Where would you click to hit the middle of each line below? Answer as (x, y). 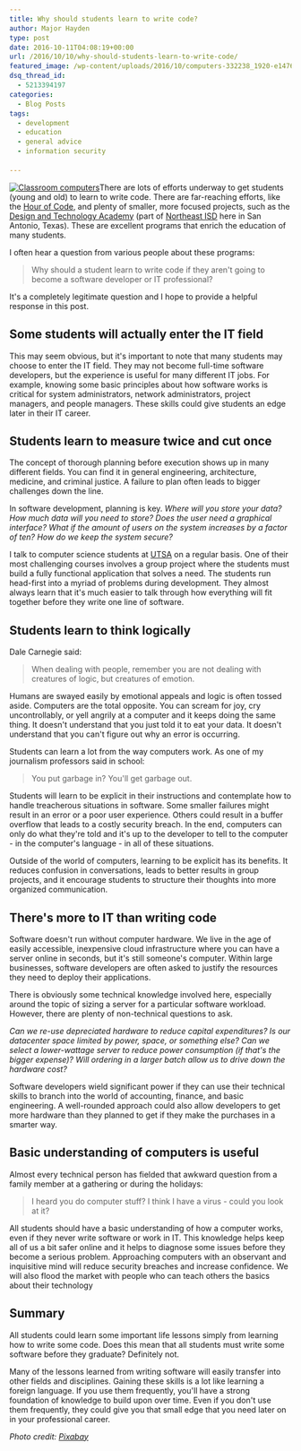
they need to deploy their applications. (80, 977)
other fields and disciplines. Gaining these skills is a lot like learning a (137, 1381)
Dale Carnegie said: (46, 652)
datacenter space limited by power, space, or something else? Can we (140, 1041)
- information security (61, 151)
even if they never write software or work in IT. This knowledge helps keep (147, 1238)
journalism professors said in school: (77, 761)
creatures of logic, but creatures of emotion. (113, 679)
